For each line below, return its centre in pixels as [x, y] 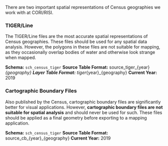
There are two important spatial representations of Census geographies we [83, 7]
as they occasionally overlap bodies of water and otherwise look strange [80, 52]
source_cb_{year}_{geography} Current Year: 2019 [58, 138]
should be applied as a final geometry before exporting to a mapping [76, 117]
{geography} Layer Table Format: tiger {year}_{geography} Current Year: [81, 72]
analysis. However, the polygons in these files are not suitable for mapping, [83, 47]
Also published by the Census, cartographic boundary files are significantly [83, 101]
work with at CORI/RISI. [29, 12]
